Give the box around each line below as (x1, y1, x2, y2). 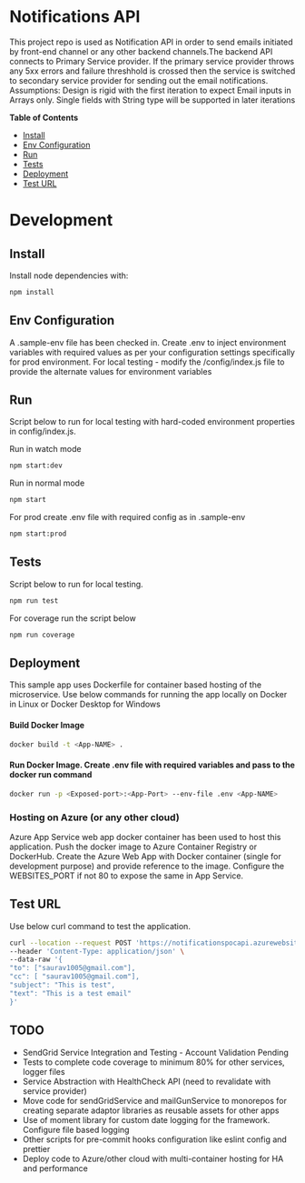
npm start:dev (9, 461, 64, 470)
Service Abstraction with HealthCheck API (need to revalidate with (22, 1076, 271, 1087)
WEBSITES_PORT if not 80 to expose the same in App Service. (9, 870, 243, 881)
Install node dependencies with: (9, 270, 129, 281)
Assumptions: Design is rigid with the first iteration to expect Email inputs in (9, 85, 292, 95)
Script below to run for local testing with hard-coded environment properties (9, 416, 295, 427)
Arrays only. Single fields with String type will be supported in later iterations (9, 94, 296, 105)
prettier (22, 1143, 51, 1154)
